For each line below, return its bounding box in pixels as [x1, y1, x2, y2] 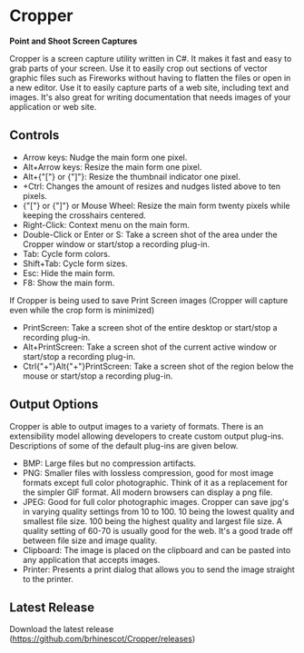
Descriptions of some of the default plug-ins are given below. [9, 440, 239, 450]
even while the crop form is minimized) [9, 304, 155, 315]
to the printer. [22, 573, 74, 584]
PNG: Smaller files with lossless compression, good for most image [22, 467, 274, 478]
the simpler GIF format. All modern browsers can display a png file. [22, 487, 274, 498]
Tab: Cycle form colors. [22, 248, 111, 259]
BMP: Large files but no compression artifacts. [22, 458, 197, 469]
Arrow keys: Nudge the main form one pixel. [22, 152, 188, 163]
